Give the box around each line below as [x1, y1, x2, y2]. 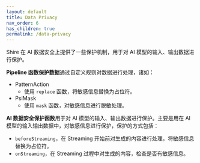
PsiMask [14, 94, 37, 102]
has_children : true [6, 25, 55, 32]
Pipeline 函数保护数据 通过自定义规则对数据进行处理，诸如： [6, 69, 154, 76]
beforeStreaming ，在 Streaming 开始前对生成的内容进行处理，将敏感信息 [14, 135, 195, 142]
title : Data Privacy [6, 14, 58, 20]
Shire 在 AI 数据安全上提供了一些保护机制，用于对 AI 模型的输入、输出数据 [6, 49, 189, 56]
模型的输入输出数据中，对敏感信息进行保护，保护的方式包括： [6, 122, 159, 129]
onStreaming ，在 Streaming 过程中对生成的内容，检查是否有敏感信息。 [14, 150, 189, 157]
